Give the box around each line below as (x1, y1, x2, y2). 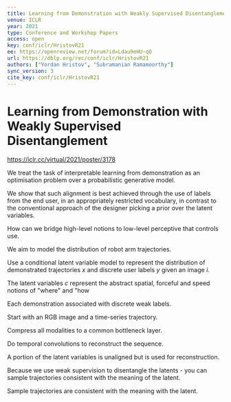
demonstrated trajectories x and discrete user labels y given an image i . (7, 266, 210, 274)
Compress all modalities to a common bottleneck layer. (7, 326, 163, 335)
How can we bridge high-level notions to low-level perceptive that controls (7, 225, 219, 233)
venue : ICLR (7, 16, 41, 23)
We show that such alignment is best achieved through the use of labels (7, 190, 211, 198)
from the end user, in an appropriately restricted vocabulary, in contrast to (7, 197, 217, 205)
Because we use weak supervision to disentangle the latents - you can (7, 366, 208, 375)
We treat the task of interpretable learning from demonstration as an (7, 169, 201, 177)
